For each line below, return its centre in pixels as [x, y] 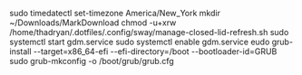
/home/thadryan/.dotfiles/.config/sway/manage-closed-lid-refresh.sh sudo [149, 32]
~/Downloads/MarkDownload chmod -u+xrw [93, 23]
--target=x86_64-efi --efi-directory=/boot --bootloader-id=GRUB [155, 52]
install [20, 52]
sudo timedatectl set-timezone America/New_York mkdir [115, 13]
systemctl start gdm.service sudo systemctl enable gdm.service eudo [140, 42]
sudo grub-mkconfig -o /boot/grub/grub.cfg [92, 61]
